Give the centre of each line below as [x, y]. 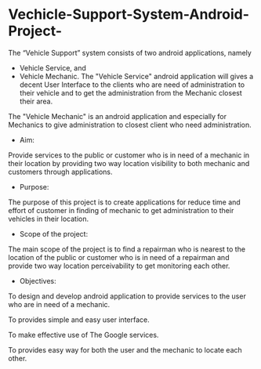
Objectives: [38, 280]
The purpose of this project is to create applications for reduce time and [124, 202]
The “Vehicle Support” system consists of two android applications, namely [130, 52]
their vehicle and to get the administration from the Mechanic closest [131, 92]
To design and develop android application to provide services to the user [127, 296]
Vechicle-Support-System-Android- [129, 14]
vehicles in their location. [48, 219]
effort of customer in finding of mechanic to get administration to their [121, 210]
